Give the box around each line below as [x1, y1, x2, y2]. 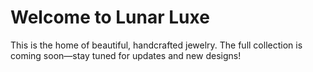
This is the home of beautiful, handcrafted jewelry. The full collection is [10, 39, 303, 51]
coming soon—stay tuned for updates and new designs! [10, 49, 242, 61]
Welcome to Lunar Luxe [10, 6, 210, 29]
